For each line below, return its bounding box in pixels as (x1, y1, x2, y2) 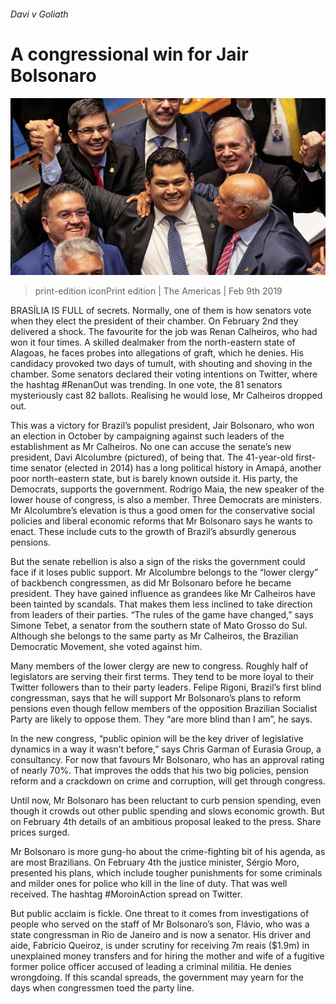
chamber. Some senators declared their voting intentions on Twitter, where (10, 368, 318, 380)
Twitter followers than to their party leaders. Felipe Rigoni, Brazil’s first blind (10, 681, 322, 694)
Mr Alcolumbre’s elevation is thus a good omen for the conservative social (10, 505, 315, 517)
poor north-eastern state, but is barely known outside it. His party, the (10, 473, 299, 485)
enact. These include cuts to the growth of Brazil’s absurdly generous (10, 526, 297, 538)
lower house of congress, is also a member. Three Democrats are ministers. (10, 494, 322, 506)
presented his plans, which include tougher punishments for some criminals (10, 867, 323, 879)
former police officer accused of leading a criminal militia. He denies (10, 961, 292, 973)
